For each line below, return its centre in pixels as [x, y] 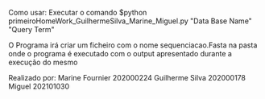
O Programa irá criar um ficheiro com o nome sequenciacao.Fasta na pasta [133, 45]
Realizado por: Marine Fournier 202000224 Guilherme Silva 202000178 [127, 78]
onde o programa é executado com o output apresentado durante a [120, 54]
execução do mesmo [43, 62]
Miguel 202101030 [39, 86]
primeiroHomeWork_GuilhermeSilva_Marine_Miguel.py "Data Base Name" [130, 21]
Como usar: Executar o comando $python [78, 12]
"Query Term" [31, 29]
